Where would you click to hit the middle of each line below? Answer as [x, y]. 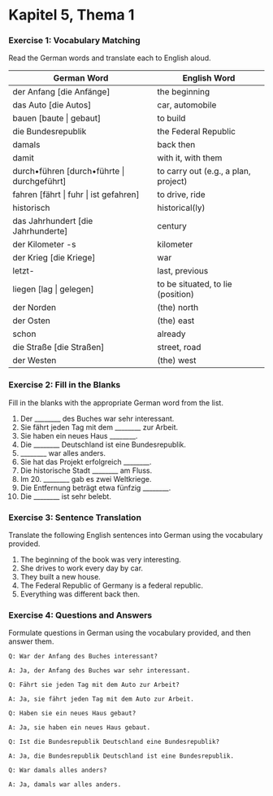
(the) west [177, 361]
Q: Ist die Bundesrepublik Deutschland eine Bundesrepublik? [114, 742]
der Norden [35, 308]
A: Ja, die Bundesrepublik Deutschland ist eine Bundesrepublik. [121, 756]
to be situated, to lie [195, 284]
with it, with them [190, 158]
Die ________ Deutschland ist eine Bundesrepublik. [103, 444]
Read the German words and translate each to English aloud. [110, 58]
